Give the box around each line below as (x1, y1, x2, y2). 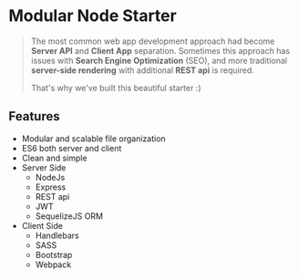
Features (8, 108, 60, 124)
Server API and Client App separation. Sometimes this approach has (30, 45, 291, 56)
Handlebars (35, 230, 79, 241)
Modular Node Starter (8, 5, 177, 26)
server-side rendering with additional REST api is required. (30, 65, 254, 76)
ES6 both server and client (21, 142, 122, 153)
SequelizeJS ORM (35, 211, 104, 222)
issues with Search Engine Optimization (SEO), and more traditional (30, 55, 288, 66)
